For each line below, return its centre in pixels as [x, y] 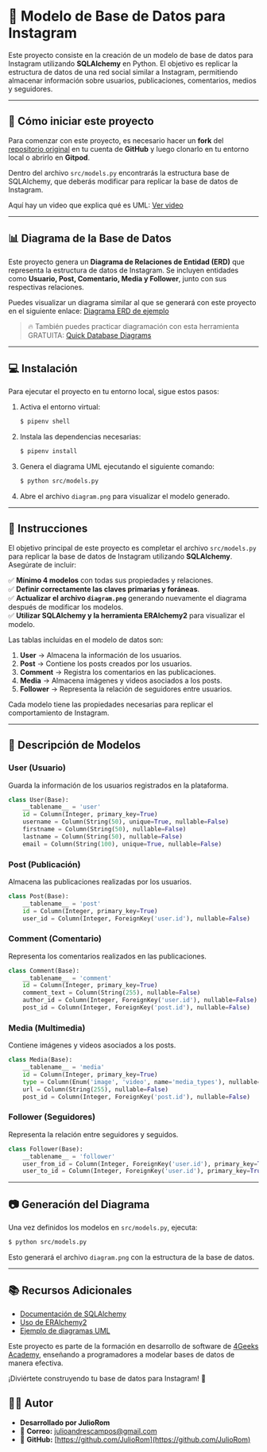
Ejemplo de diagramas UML [65, 1330]
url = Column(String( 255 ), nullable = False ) [96, 1089]
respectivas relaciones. [46, 287]
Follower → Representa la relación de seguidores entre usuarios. [126, 689]
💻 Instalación [43, 368]
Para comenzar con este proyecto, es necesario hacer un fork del [116, 140]
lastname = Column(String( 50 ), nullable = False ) [103, 836]
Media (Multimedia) [47, 1028]
